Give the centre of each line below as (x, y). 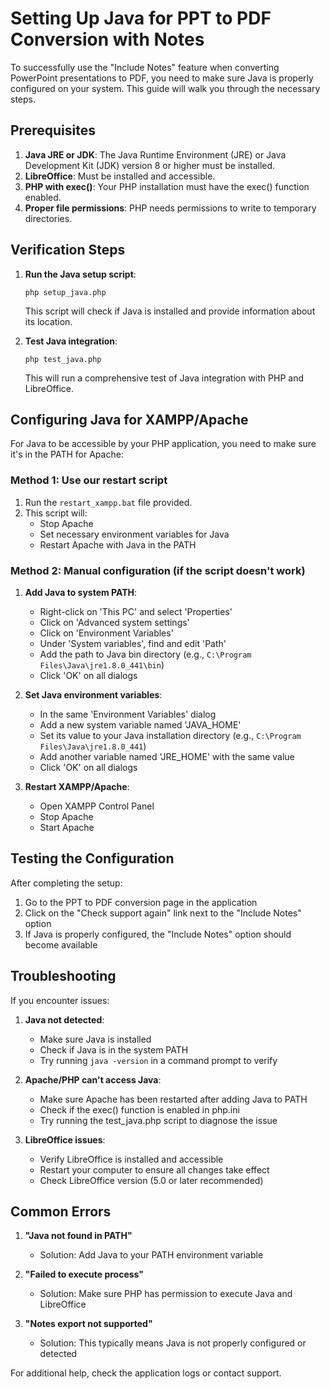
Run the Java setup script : (80, 274)
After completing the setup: (66, 883)
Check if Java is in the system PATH (114, 1049)
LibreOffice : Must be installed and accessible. (120, 176)
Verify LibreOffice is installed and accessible (131, 1159)
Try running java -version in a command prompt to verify (158, 1060)
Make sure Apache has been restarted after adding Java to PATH (173, 1099)
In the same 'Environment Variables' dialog (128, 714)
